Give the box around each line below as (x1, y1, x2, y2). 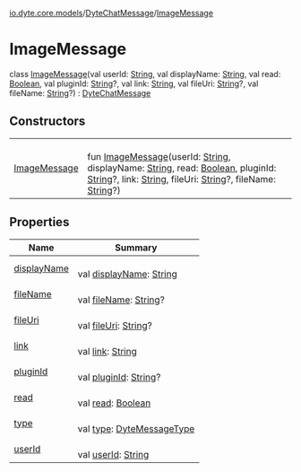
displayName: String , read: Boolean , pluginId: (87, 162, 277, 174)
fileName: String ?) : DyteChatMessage (9, 87, 151, 98)
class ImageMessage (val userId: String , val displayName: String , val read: (9, 68, 281, 79)
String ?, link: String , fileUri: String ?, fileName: (87, 172, 276, 185)
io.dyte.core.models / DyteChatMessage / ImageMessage (9, 8, 213, 18)
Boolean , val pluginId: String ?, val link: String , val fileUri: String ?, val (9, 78, 259, 89)
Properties (9, 214, 70, 230)
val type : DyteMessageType (77, 422, 195, 434)
